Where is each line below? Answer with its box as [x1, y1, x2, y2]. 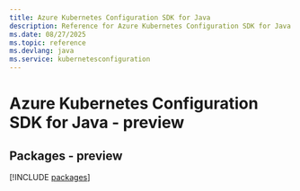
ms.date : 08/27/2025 [9, 30, 87, 39]
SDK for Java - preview [9, 113, 185, 133]
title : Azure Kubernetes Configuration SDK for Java [9, 13, 211, 22]
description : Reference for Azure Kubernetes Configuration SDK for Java [9, 22, 292, 30]
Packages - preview [9, 148, 123, 163]
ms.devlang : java [9, 47, 75, 56]
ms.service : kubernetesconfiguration [9, 55, 151, 64]
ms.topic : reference [9, 38, 87, 48]
